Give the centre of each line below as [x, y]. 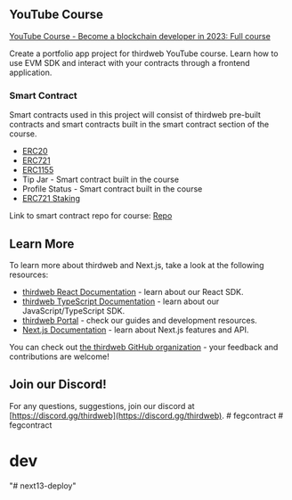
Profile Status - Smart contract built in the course [112, 189]
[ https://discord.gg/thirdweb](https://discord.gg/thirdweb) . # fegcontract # [146, 415]
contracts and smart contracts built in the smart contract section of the [139, 125]
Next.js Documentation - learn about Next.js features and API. [135, 330]
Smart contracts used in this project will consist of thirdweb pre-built [135, 115]
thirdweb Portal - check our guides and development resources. [140, 320]
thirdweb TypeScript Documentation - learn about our [121, 301]
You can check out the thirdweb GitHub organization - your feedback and [144, 347]
